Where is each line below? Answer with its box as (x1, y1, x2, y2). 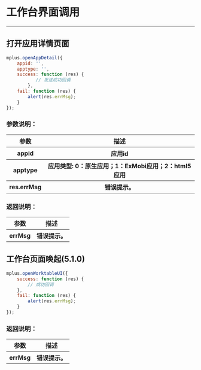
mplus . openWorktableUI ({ (6, 270, 68, 276)
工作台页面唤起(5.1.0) (6, 254, 86, 264)
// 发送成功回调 (35, 77, 71, 83)
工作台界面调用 (6, 5, 80, 19)
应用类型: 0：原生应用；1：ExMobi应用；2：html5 (47, 162, 191, 170)
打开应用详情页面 (6, 38, 69, 48)
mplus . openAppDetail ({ (6, 54, 63, 60)
